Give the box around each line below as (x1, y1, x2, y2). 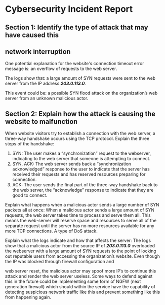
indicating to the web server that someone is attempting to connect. (12, 156, 151, 162)
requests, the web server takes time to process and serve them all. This (5, 212, 151, 218)
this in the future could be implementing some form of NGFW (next (5, 278, 141, 284)
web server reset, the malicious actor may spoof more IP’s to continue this (5, 268, 157, 274)
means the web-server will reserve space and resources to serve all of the (5, 218, 157, 224)
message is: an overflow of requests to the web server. (5, 66, 117, 72)
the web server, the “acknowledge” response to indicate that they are (12, 187, 154, 193)
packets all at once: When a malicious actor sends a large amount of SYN (5, 207, 155, 213)
